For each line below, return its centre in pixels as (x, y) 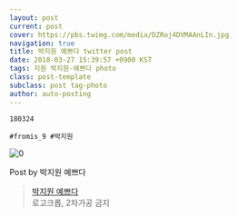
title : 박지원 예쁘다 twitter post (71, 52)
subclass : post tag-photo (58, 85)
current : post (36, 26)
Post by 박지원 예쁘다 (48, 172)
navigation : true (42, 43)
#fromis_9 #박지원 (41, 136)
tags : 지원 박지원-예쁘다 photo (63, 69)
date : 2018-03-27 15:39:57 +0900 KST (81, 60)
